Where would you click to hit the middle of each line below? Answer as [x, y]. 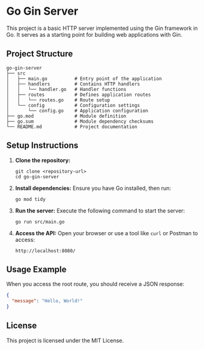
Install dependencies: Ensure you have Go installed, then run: [93, 188]
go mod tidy [30, 199]
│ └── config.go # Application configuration [77, 111]
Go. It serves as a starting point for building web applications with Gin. [94, 34]
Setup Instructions [42, 146]
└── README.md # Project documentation [72, 126]
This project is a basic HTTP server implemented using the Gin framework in [102, 28]
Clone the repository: [43, 160]
